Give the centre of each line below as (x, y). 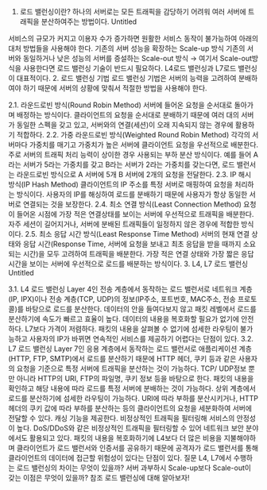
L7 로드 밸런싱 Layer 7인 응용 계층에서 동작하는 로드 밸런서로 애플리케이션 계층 (130, 349)
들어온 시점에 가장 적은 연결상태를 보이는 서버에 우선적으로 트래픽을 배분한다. (135, 214)
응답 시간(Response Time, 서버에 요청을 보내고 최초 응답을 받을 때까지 (132, 244)
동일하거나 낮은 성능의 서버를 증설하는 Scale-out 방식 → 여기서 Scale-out (137, 58)
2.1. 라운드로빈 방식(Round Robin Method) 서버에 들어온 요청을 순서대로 (120, 105)
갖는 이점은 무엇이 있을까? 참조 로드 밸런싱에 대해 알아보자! (99, 478)
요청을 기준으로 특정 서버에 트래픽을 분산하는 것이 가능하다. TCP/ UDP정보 (132, 368)
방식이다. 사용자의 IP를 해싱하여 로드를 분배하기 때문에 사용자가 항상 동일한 (132, 194)
